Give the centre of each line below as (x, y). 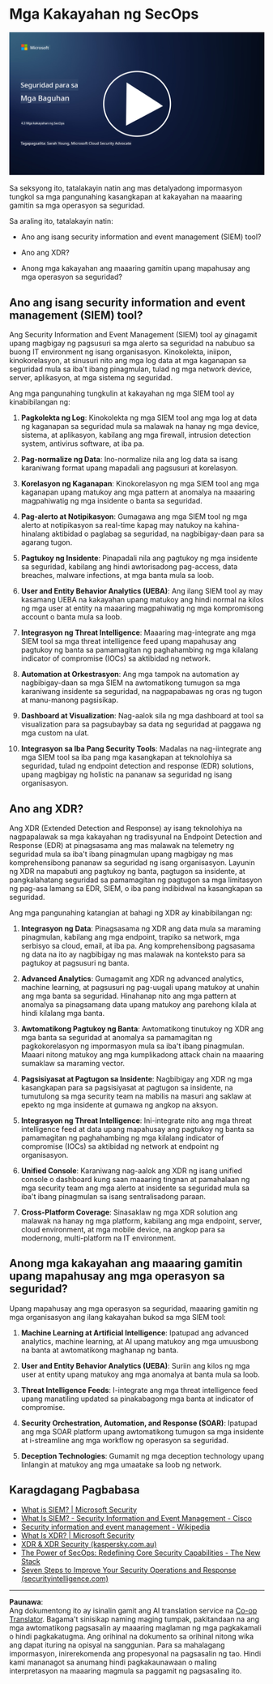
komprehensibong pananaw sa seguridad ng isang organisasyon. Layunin (132, 863)
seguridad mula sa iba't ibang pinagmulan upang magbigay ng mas (121, 854)
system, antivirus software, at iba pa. (83, 443)
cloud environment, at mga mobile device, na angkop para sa (123, 1230)
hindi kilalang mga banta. (63, 1013)
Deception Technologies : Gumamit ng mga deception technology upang (143, 1455)
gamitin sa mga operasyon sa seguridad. (77, 206)
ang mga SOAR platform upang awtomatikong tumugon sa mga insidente (142, 1431)
